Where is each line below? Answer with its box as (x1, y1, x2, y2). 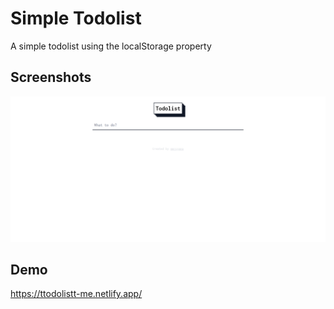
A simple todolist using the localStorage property (10, 40, 212, 52)
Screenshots (10, 69, 92, 86)
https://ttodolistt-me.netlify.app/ (10, 288, 143, 300)
